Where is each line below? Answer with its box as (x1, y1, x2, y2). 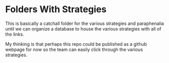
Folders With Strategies (5, 4, 107, 15)
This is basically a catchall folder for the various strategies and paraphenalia (5, 20, 164, 26)
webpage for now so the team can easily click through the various (5, 46, 143, 52)
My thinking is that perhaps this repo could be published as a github (5, 41, 147, 47)
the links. (5, 31, 24, 37)
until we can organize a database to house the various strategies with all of (5, 25, 161, 31)
